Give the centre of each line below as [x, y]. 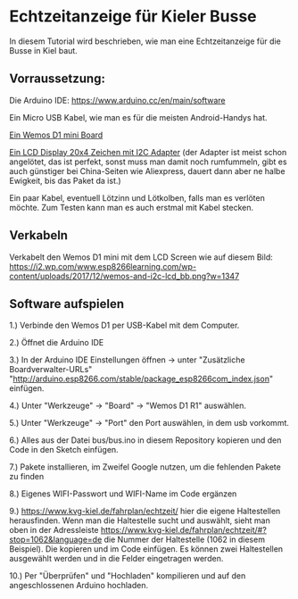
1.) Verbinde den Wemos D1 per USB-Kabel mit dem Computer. [124, 325]
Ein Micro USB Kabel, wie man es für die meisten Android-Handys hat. [138, 117]
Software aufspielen [67, 304]
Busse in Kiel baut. [43, 50]
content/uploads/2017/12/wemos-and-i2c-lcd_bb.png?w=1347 [124, 276]
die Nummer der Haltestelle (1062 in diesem [185, 540]
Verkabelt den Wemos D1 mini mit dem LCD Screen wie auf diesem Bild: [141, 257]
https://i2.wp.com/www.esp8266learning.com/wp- [103, 266]
